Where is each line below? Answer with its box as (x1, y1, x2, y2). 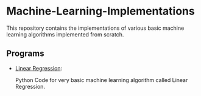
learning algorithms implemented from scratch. (6, 30, 124, 38)
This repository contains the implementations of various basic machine (6, 24, 185, 32)
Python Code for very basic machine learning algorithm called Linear (15, 76, 188, 83)
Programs (6, 49, 44, 59)
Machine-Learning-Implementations (6, 4, 195, 18)
